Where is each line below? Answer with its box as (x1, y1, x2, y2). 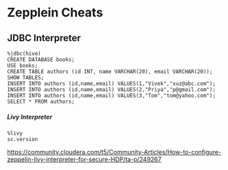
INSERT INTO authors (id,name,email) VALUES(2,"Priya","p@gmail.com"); (7, 86, 216, 93)
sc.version (7, 136, 38, 143)
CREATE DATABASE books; (7, 56, 75, 63)
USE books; (7, 62, 38, 69)
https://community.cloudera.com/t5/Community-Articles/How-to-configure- (7, 147, 221, 156)
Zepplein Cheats (7, 5, 103, 21)
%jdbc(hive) (7, 50, 41, 57)
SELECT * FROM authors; (7, 98, 75, 105)
